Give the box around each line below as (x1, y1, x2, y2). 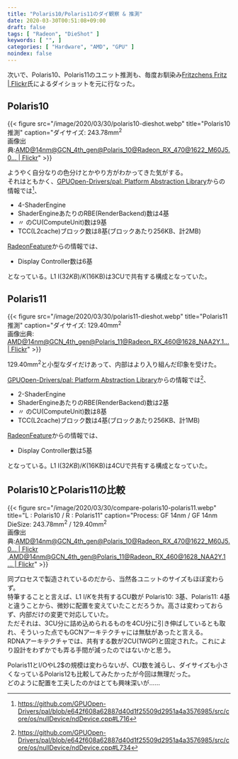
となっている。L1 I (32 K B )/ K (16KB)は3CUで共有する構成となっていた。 (7, 272, 211, 281)
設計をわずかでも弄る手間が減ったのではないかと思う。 (13, 646, 175, 655)
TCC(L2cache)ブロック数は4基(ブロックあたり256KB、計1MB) (17, 416, 200, 424)
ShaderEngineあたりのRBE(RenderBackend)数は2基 (17, 398, 169, 407)
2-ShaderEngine (17, 389, 66, 398)
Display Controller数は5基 (17, 446, 93, 455)
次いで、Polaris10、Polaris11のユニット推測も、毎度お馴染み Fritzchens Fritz (7, 70, 227, 79)
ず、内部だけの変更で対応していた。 (7, 610, 113, 619)
